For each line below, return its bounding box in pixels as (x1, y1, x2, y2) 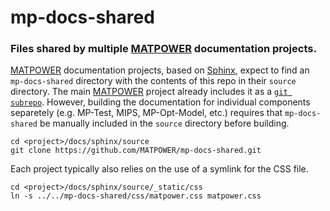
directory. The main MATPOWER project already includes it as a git (10, 86, 288, 98)
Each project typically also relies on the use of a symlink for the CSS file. (10, 163, 309, 175)
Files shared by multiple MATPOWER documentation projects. (10, 42, 317, 56)
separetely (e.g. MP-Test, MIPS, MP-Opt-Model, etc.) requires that (10, 107, 283, 119)
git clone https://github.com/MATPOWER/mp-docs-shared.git (10, 146, 262, 156)
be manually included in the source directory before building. (39, 117, 290, 130)
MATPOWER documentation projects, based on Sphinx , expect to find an (10, 64, 310, 76)
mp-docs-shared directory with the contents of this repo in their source (10, 75, 297, 87)
